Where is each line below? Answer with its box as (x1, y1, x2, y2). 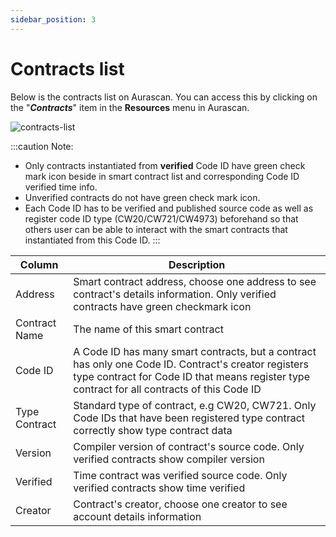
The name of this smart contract (73, 322, 224, 336)
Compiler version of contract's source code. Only (73, 439, 305, 453)
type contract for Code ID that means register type (73, 369, 310, 383)
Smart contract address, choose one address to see (73, 274, 317, 288)
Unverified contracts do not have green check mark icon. (24, 191, 261, 203)
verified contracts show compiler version (73, 452, 265, 466)
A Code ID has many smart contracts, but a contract (73, 344, 317, 358)
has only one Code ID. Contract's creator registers (73, 357, 309, 371)
